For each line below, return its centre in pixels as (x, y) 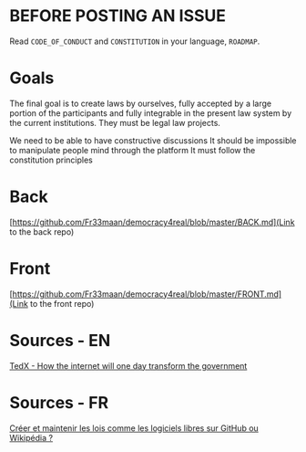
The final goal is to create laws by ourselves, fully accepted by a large (140, 103)
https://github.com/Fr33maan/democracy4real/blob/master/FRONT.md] (147, 294)
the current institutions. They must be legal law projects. (115, 122)
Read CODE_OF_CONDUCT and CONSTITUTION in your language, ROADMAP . (135, 41)
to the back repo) (42, 231)
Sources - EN (60, 340)
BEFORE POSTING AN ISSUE (117, 16)
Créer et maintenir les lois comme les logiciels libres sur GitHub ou (134, 428)
